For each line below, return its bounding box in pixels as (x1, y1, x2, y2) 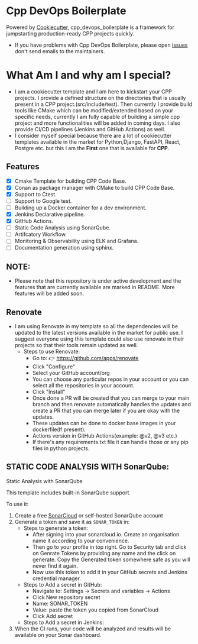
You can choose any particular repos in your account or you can (32, 376, 189, 383)
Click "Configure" (32, 363, 76, 370)
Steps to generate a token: (23, 525, 89, 532)
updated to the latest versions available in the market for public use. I (14, 329, 183, 336)
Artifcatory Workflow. (14, 231, 67, 238)
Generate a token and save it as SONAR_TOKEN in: (14, 518, 130, 525)
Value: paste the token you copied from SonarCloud (32, 606, 158, 613)
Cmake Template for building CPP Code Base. (14, 177, 127, 185)
